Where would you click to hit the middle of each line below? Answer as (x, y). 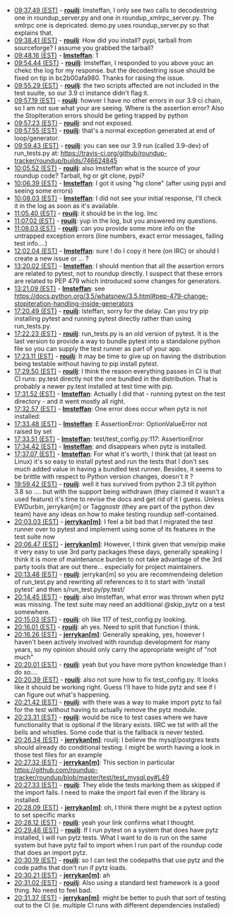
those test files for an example (58, 755)
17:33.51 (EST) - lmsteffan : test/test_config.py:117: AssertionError (109, 439)
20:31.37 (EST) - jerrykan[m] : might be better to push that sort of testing (120, 898)
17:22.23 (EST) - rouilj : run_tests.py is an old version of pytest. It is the (116, 333)
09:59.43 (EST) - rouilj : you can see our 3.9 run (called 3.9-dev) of (111, 145)
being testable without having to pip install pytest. (86, 363)
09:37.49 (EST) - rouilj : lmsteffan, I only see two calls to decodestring (115, 10)
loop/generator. (37, 138)
